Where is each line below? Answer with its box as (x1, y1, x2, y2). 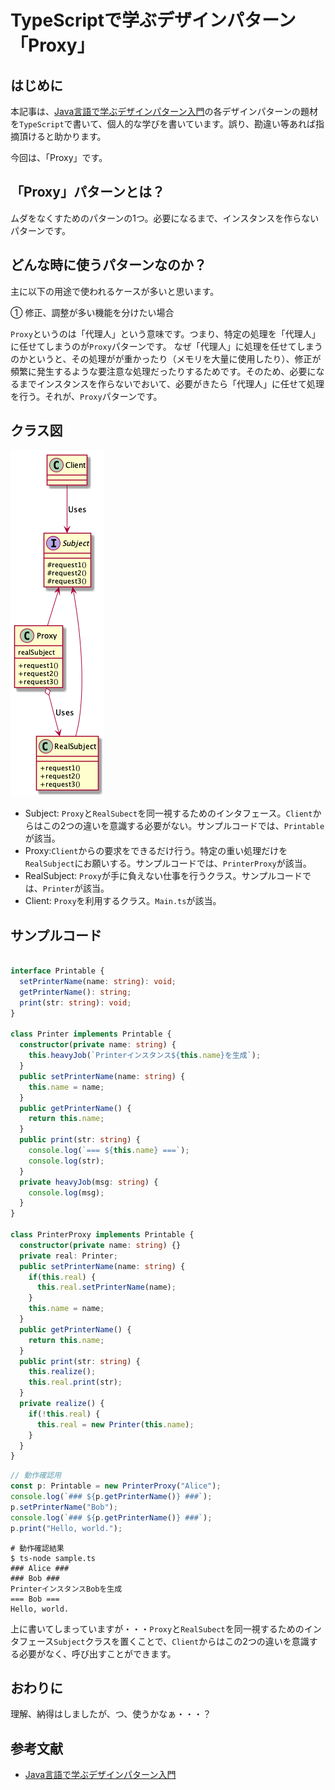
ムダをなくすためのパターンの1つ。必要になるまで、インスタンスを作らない (10, 212, 320, 224)
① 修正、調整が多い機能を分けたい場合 (10, 306, 175, 318)
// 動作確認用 (10, 1471, 62, 1481)
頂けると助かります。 (18, 131, 107, 142)
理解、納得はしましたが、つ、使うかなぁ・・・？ (10, 1708, 212, 1720)
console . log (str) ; (28, 1156, 105, 1166)
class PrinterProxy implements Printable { (10, 1230, 195, 1240)
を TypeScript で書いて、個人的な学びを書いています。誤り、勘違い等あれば (10, 118, 317, 130)
